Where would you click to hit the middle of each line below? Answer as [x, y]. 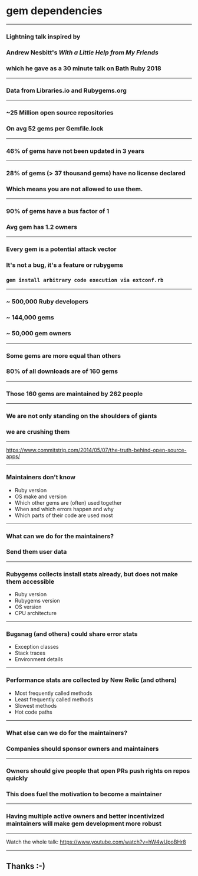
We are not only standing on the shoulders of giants [82, 416]
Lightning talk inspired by [43, 37]
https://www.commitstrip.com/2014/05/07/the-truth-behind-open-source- [96, 450]
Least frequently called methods [54, 699]
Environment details [39, 659]
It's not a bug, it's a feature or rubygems [65, 265]
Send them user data [37, 552]
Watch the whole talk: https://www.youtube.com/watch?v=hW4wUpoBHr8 [96, 842]
